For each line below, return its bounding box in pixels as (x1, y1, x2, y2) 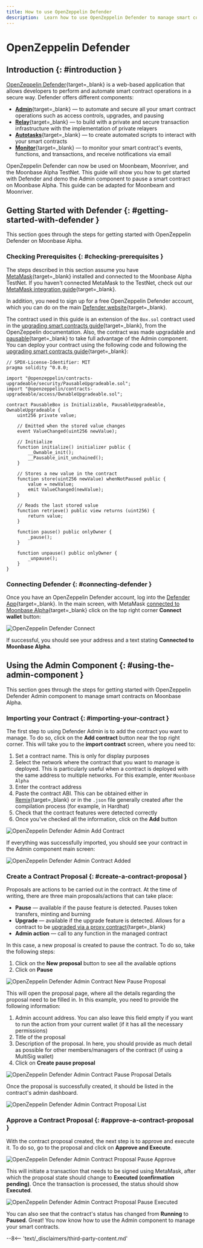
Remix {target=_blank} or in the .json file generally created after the (14, 796, 183, 804)
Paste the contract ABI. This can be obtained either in (14, 790, 149, 797)
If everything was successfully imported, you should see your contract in (6, 839, 188, 847)
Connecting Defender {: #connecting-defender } (6, 579, 152, 588)
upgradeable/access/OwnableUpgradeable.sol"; (6, 391, 123, 397)
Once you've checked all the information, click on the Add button (14, 816, 178, 823)
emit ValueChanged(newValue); (28, 486, 104, 492)
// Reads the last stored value (17, 502, 98, 509)
